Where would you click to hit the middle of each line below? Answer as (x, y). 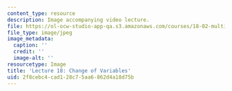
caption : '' (31, 45)
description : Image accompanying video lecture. (78, 20)
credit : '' (29, 52)
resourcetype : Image (37, 64)
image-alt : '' (33, 58)
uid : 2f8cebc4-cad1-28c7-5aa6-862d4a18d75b (71, 77)
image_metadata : (30, 39)
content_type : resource (41, 13)
